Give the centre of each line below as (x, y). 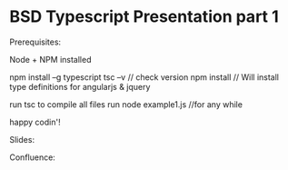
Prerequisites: (35, 42)
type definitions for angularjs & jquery (80, 86)
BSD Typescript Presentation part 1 (144, 17)
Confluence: (33, 157)
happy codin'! (35, 122)
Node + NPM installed (50, 59)
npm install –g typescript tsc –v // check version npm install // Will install (144, 77)
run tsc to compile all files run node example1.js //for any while (126, 104)
